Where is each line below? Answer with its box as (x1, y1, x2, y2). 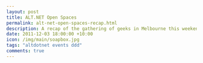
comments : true (6, 48, 45, 54)
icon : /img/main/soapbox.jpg (6, 37, 80, 43)
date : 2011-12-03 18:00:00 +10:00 (6, 31, 94, 37)
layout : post (6, 8, 39, 15)
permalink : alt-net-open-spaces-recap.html (6, 20, 118, 26)
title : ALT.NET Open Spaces (6, 14, 77, 20)
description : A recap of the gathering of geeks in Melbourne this (6, 25, 180, 32)
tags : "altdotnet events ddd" (6, 43, 83, 49)
